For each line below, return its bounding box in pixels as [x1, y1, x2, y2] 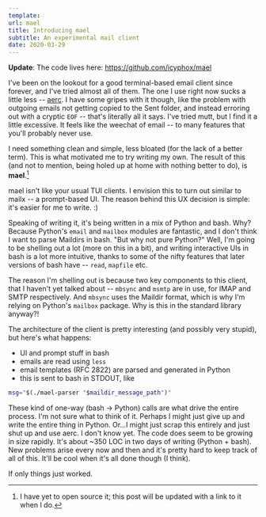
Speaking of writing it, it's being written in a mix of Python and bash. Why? [8, 218, 252, 227]
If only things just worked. [8, 469, 93, 478]
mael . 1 [8, 169, 29, 180]
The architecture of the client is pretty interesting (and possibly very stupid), [8, 324, 257, 333]
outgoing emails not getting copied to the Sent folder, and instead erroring [8, 104, 250, 113]
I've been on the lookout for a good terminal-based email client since [8, 78, 234, 88]
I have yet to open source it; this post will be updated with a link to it [19, 492, 241, 501]
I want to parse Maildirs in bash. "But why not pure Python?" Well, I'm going [8, 234, 256, 244]
